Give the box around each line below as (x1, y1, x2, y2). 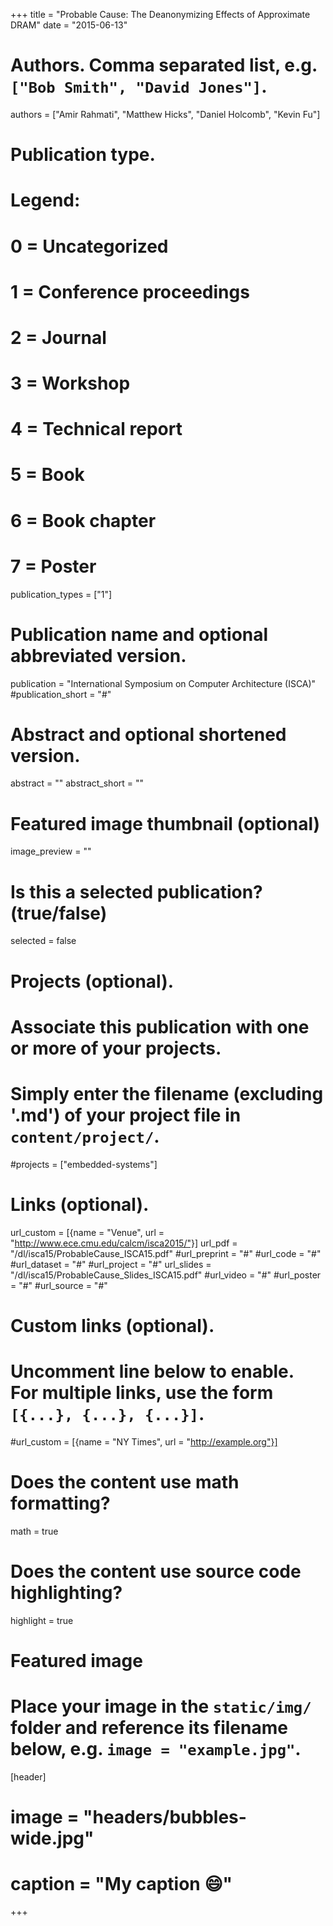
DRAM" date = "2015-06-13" (10, 19, 128, 31)
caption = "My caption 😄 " (10, 1873, 233, 1896)
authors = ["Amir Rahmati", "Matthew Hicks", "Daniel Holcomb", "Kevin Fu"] (10, 108, 321, 120)
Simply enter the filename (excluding (10, 1082, 324, 1105)
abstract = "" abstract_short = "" (10, 777, 145, 789)
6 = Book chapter (10, 509, 157, 532)
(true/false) (10, 902, 108, 924)
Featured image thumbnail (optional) (10, 812, 321, 835)
